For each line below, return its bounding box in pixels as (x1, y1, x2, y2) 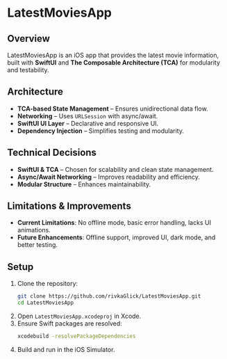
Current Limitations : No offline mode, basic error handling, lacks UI (17, 218, 212, 227)
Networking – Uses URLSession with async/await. (17, 111, 158, 120)
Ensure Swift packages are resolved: (17, 319, 123, 328)
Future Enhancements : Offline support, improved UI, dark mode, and (17, 233, 216, 241)
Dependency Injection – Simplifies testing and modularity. (17, 127, 185, 135)
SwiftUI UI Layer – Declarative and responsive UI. (17, 119, 159, 127)
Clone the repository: (17, 280, 78, 288)
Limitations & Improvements (7, 200, 132, 212)
